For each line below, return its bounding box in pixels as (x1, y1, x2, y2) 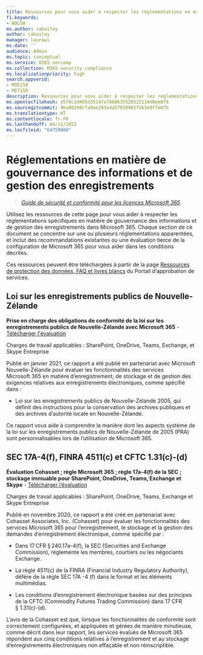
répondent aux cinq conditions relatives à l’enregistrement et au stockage (6, 635, 189, 642)
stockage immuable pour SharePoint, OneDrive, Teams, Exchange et (6, 475, 182, 482)
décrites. (6, 249, 28, 256)
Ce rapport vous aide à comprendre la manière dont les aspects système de (6, 421, 195, 429)
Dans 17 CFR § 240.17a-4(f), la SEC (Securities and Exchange (14, 542, 166, 549)
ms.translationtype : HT (6, 110, 66, 116)
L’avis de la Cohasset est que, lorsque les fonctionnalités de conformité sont (6, 616, 196, 623)
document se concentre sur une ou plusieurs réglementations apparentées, (6, 229, 195, 237)
